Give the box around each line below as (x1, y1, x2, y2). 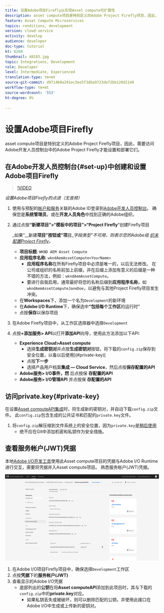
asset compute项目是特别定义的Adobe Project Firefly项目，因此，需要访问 (5, 141, 155, 146)
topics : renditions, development (5, 23, 73, 28)
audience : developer (5, 39, 47, 44)
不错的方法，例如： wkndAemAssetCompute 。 (26, 273, 111, 279)
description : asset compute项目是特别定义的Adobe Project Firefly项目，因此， (5, 13, 159, 18)
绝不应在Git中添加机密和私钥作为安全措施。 (19, 429, 107, 434)
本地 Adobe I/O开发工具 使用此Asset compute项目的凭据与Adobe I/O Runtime (5, 458, 158, 464)
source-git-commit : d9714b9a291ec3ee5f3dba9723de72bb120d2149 (5, 80, 134, 85)
